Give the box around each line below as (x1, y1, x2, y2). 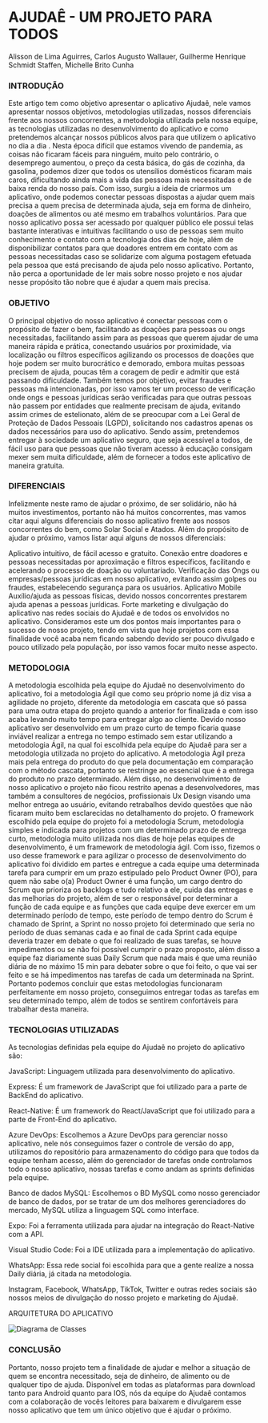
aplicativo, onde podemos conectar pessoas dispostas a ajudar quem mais (8, 193, 255, 202)
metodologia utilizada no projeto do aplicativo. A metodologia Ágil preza (8, 748, 246, 758)
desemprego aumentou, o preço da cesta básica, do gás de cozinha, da (8, 158, 246, 168)
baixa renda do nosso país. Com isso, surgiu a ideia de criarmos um (8, 184, 232, 193)
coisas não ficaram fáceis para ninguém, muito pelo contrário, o (8, 149, 219, 160)
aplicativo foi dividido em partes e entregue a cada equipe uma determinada (8, 859, 260, 870)
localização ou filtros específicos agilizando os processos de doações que (8, 350, 254, 359)
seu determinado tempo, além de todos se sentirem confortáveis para (8, 995, 238, 1006)
